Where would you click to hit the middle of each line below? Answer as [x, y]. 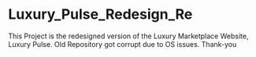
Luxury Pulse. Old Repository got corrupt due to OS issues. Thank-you [122, 44]
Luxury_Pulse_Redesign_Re [100, 14]
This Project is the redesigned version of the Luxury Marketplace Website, [128, 36]
